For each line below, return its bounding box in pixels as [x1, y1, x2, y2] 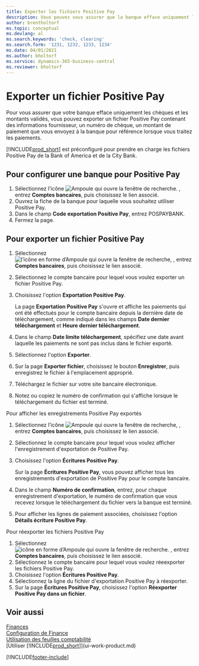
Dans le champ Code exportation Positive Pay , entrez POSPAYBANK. [14, 210, 185, 217]
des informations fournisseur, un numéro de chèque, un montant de [6, 122, 172, 129]
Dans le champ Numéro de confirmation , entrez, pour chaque [14, 486, 167, 493]
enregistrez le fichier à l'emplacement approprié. [14, 369, 134, 376]
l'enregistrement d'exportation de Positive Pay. [14, 445, 129, 452]
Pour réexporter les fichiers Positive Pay [6, 528, 104, 535]
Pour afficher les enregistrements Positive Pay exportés [6, 410, 142, 417]
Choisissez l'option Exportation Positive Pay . [14, 291, 126, 299]
